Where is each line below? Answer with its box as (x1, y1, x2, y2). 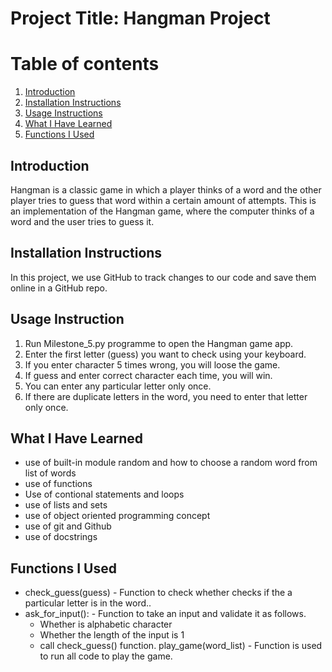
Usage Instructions (24, 107, 103, 119)
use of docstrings (24, 531, 98, 543)
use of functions (24, 478, 93, 490)
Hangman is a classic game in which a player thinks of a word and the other (10, 183, 322, 196)
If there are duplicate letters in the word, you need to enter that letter (24, 390, 308, 402)
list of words (24, 467, 77, 479)
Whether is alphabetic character (39, 618, 173, 631)
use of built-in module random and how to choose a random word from (24, 457, 318, 469)
